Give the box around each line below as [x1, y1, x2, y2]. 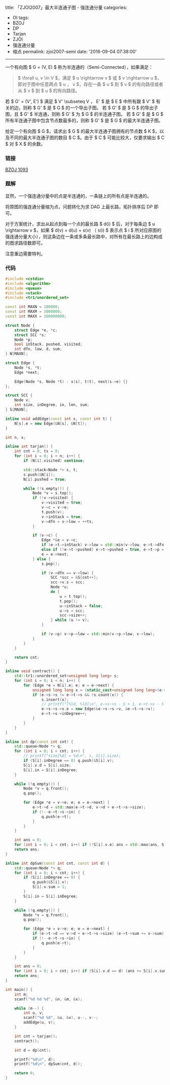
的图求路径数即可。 [5, 240, 46, 246]
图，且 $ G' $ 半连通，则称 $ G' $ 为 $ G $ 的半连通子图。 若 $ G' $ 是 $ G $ [5, 111, 163, 117]
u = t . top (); [59, 594, 87, 599]
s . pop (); [41, 561, 60, 566]
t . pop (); [59, 599, 78, 604]
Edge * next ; [14, 370, 39, 375]
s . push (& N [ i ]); [23, 472, 56, 477]
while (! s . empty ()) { [23, 486, 69, 491]
